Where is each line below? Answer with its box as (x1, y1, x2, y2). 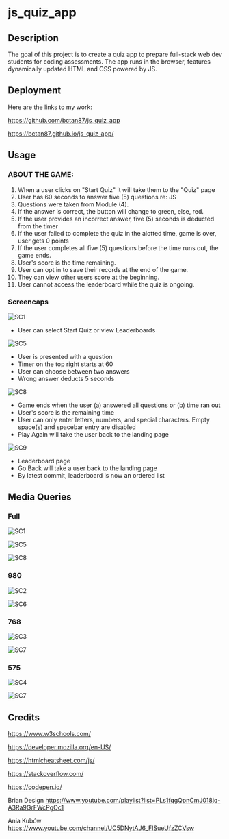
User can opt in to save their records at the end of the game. (17, 265, 189, 273)
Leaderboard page (17, 457, 70, 465)
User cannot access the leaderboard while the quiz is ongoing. (17, 280, 195, 289)
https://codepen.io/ (8, 783, 62, 791)
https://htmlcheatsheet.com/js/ (8, 756, 95, 765)
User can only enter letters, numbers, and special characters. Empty (17, 415, 211, 424)
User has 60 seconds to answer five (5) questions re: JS (17, 193, 177, 201)
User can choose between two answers (17, 367, 130, 375)
